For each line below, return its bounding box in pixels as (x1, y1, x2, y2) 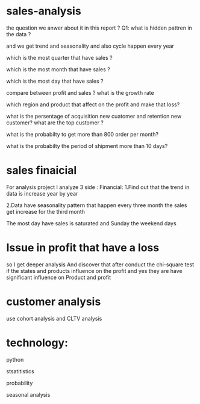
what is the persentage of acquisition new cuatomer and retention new (6, 112, 182, 120)
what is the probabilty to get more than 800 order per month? (6, 130, 158, 138)
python (6, 356, 24, 363)
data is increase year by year (6, 190, 78, 197)
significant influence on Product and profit (6, 274, 111, 281)
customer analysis (6, 295, 101, 309)
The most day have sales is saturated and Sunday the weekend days (6, 219, 177, 227)
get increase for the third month (6, 208, 86, 215)
